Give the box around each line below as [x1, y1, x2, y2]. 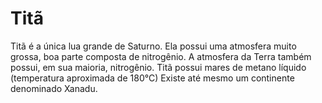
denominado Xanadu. [10, 82, 98, 94]
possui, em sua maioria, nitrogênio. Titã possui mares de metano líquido [10, 61, 307, 73]
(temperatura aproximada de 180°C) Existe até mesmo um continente [10, 72, 295, 84]
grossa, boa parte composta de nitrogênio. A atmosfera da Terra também [10, 50, 312, 62]
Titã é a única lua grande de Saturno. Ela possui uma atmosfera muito [10, 40, 297, 52]
